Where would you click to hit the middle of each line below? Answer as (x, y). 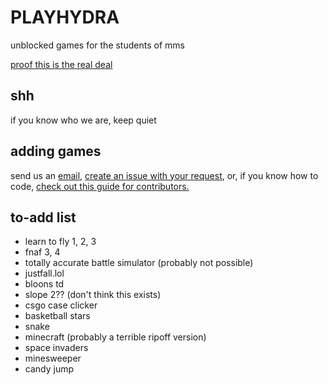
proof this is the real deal (61, 64)
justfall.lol (44, 273)
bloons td (44, 284)
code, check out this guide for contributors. (100, 186)
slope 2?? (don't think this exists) (93, 295)
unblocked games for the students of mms (97, 45)
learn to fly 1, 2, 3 (60, 242)
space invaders (56, 348)
